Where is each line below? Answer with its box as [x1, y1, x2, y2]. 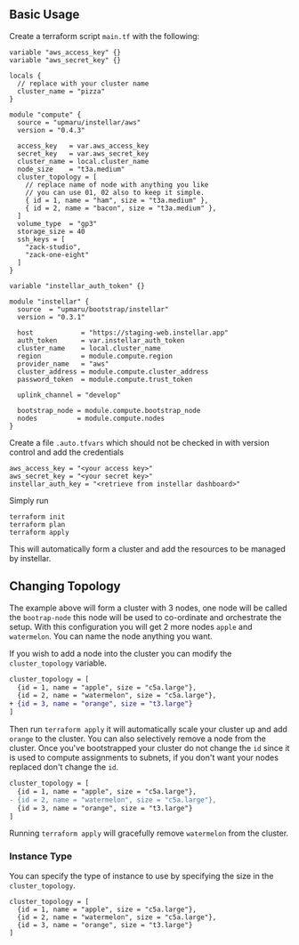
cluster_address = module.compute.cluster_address [17, 367, 209, 376]
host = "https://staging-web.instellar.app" [17, 328, 229, 337]
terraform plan [9, 520, 66, 529]
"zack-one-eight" [25, 250, 90, 259]
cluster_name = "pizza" [17, 86, 105, 96]
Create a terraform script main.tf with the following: [9, 30, 200, 41]
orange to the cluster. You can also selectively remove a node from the [9, 733, 267, 744]
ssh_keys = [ [17, 235, 66, 244]
